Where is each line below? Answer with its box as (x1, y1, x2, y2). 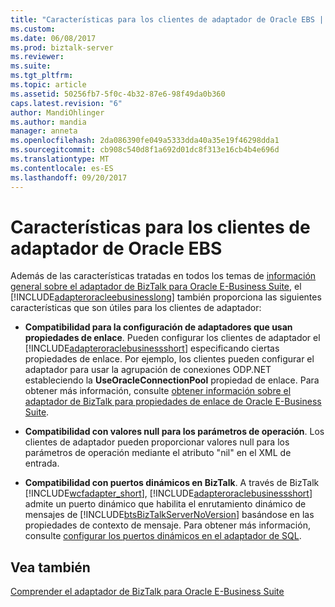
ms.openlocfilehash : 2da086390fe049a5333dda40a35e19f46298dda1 (10, 136, 280, 146)
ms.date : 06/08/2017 (10, 33, 97, 43)
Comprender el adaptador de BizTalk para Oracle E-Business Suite (10, 586, 285, 598)
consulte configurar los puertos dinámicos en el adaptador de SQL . (24, 530, 302, 542)
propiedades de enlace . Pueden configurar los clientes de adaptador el (24, 332, 321, 344)
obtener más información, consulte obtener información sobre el (24, 385, 292, 397)
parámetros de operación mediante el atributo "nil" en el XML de (24, 447, 292, 459)
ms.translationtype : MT (10, 154, 110, 164)
